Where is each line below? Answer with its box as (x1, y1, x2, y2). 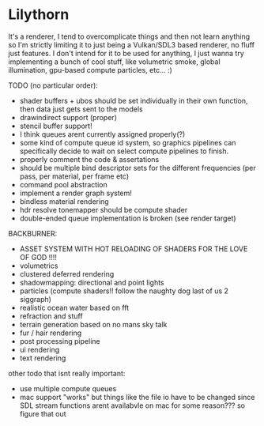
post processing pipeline (19, 336, 100, 345)
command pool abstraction (19, 179, 108, 189)
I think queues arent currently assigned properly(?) (19, 129, 186, 139)
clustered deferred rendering (19, 269, 115, 278)
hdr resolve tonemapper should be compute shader (19, 205, 188, 214)
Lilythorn (8, 6, 70, 24)
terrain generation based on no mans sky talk (19, 319, 168, 329)
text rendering (19, 353, 66, 363)
